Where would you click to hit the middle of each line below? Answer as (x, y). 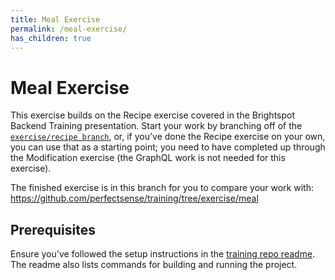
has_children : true (51, 38)
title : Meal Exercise (55, 19)
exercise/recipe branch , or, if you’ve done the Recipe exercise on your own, (168, 137)
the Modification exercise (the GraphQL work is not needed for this (148, 158)
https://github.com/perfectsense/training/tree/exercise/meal (134, 198)
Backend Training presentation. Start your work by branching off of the (156, 126)
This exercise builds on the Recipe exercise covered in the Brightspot (153, 115)
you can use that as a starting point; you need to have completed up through (168, 147)
